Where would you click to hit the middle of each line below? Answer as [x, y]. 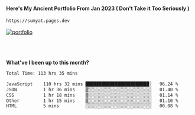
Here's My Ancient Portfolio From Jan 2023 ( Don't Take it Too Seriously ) [98, 8]
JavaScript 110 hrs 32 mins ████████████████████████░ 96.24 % [92, 84]
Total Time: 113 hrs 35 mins [42, 74]
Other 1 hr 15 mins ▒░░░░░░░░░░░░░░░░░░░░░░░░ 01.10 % [92, 101]
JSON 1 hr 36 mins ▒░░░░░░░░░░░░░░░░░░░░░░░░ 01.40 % [92, 90]
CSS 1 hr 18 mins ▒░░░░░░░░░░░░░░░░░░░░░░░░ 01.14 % [92, 95]
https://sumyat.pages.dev [38, 21]
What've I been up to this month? [48, 63]
